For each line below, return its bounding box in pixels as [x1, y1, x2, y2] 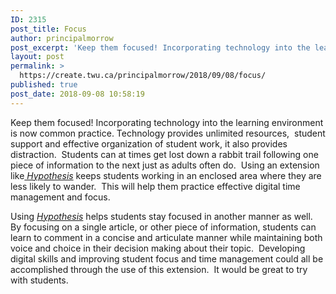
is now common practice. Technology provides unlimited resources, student [10, 127, 326, 139]
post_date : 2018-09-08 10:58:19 [10, 89, 145, 99]
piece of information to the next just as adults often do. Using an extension [10, 159, 320, 171]
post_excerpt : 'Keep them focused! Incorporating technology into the [10, 42, 311, 53]
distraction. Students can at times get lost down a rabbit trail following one [10, 148, 319, 160]
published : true [10, 80, 78, 90]
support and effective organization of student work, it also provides [10, 137, 288, 150]
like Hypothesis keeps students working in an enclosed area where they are [10, 169, 322, 181]
